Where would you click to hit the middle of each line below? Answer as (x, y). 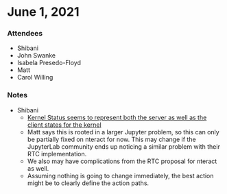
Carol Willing (35, 77)
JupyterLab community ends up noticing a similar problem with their (124, 146)
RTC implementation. (57, 154)
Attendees (25, 34)
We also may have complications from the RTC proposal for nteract (122, 161)
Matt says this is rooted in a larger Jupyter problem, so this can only (123, 132)
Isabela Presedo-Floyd (49, 63)
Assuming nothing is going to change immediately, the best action (120, 175)
